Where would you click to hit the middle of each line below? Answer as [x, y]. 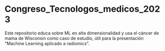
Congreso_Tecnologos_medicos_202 [82, 9]
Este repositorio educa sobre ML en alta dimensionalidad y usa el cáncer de [82, 33]
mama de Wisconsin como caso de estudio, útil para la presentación [74, 38]
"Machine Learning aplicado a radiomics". [47, 43]
